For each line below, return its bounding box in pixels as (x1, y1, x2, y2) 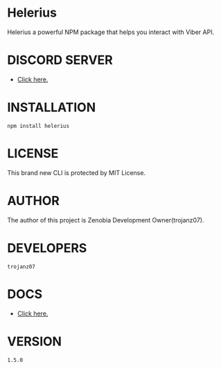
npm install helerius (7, 122, 70, 129)
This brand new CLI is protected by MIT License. (7, 168, 146, 177)
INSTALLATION (7, 99, 96, 115)
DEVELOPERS (7, 240, 87, 256)
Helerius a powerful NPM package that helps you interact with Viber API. (7, 28, 215, 36)
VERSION (7, 334, 62, 349)
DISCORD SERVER (7, 52, 113, 68)
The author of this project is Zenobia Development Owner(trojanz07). (7, 215, 204, 224)
